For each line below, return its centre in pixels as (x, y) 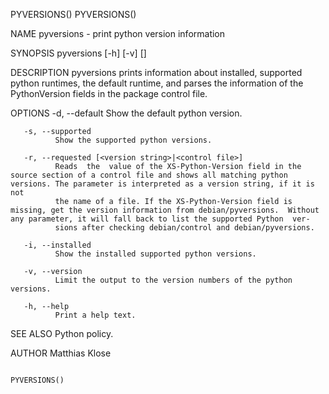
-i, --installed (57, 245)
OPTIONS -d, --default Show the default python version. (126, 113)
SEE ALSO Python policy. (62, 333)
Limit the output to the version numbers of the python (173, 280)
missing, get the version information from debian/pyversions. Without (165, 210)
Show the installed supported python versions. (155, 254)
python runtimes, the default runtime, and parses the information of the (157, 83)
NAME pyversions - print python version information (118, 33)
